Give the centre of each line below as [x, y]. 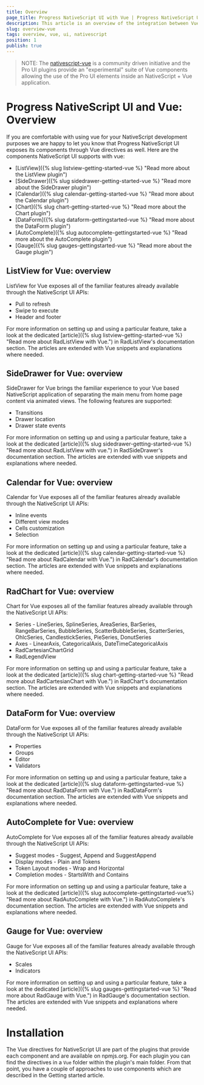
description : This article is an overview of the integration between [97, 23]
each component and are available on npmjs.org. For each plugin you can [98, 1056]
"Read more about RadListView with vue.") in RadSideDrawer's [85, 450]
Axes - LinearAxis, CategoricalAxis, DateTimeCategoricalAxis [91, 644]
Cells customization [40, 528]
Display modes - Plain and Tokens [58, 861]
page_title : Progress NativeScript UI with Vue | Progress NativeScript [100, 18]
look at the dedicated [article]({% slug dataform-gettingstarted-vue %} [95, 784]
